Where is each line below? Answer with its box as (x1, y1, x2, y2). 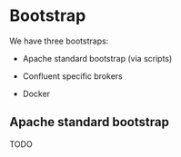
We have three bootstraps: (9, 35, 109, 46)
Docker (22, 88, 51, 99)
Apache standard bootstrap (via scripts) (22, 53, 173, 64)
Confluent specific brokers (22, 70, 123, 82)
